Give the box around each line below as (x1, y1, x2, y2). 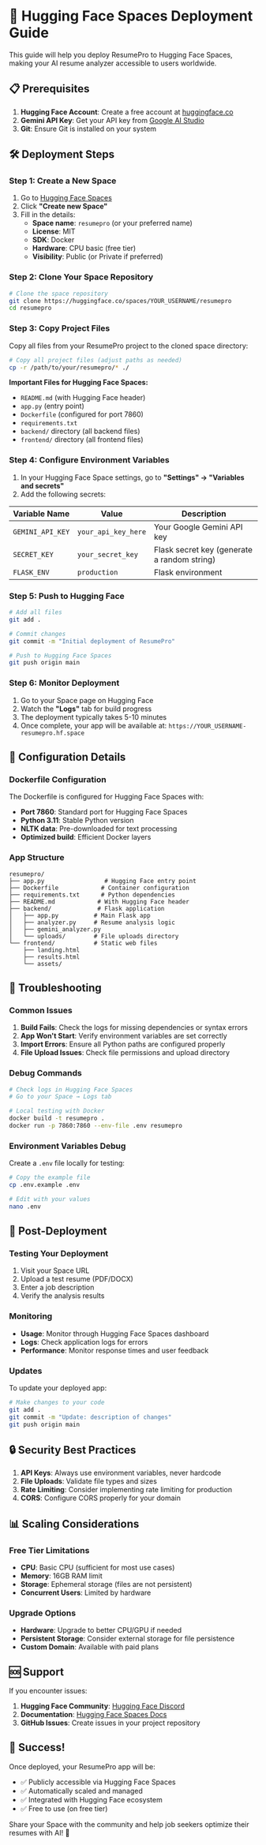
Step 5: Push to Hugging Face (9, 590, 125, 601)
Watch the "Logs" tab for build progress (20, 704, 152, 713)
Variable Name (13, 508, 70, 519)
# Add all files (9, 608, 62, 616)
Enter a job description (20, 1282, 95, 1293)
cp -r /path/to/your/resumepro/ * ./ (9, 363, 129, 372)
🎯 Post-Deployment (9, 1225, 107, 1238)
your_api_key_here (77, 527, 147, 536)
